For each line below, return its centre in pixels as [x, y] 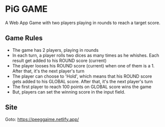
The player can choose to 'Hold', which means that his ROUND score [82, 76]
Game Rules [24, 38]
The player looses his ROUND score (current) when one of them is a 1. [83, 65]
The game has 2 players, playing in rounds [55, 50]
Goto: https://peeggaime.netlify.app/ [42, 119]
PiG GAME [26, 9]
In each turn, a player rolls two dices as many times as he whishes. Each [85, 55]
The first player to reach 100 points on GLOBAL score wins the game [82, 87]
